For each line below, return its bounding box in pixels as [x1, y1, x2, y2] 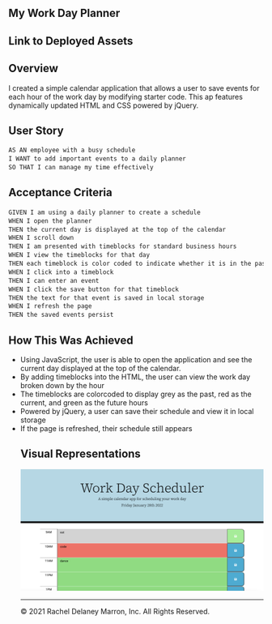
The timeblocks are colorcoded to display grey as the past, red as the [19, 389, 253, 400]
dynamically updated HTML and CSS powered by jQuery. [8, 100, 199, 110]
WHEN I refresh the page [8, 302, 92, 310]
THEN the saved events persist [8, 311, 114, 319]
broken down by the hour [19, 381, 105, 391]
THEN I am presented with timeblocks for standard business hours [8, 242, 237, 250]
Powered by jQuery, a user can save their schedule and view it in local [19, 407, 254, 417]
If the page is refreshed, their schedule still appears [19, 424, 193, 434]
